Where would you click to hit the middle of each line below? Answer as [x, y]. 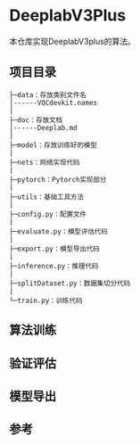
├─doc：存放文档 [36, 120]
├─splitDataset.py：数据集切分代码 [70, 283]
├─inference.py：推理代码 [54, 266]
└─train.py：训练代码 [46, 300]
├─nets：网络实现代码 [45, 162]
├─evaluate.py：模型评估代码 [59, 231]
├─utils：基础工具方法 [47, 197]
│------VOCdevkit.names [54, 103]
